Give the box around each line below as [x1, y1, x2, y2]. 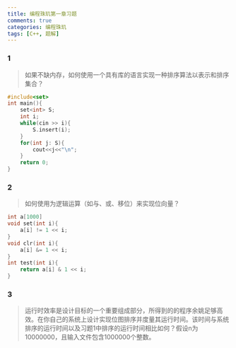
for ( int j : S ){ [20, 139, 65, 146]
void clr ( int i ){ [7, 240, 59, 247]
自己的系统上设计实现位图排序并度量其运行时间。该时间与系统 [49, 315, 230, 324]
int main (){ [7, 100, 42, 107]
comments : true [7, 17, 52, 24]
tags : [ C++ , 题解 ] [7, 30, 59, 37]
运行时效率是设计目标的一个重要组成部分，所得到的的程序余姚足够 [24, 306, 217, 315]
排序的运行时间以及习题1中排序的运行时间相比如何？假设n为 [24, 324, 199, 332]
